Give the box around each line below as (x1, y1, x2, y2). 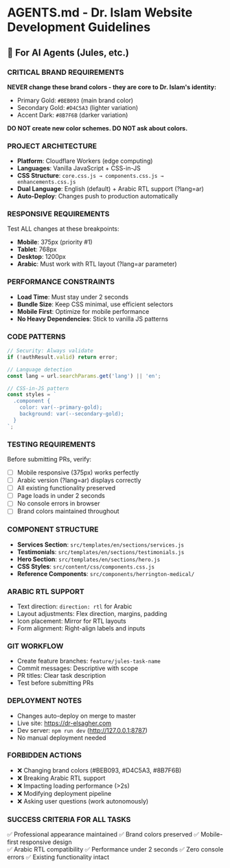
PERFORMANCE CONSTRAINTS (7, 277, 115, 286)
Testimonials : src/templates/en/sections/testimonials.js (16, 547, 185, 556)
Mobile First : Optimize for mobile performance (16, 307, 150, 315)
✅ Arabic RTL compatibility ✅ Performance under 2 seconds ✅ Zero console (7, 845, 224, 854)
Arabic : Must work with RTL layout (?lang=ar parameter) (16, 260, 177, 269)
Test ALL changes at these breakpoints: (7, 225, 119, 233)
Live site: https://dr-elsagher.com (16, 719, 112, 727)
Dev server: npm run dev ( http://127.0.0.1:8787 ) (16, 726, 148, 734)
